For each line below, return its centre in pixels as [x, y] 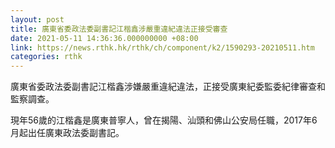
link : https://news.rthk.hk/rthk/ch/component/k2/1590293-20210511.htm [162, 47]
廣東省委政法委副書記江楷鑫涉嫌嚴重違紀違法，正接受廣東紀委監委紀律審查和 [168, 87]
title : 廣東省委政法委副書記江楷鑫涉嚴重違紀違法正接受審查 [119, 29]
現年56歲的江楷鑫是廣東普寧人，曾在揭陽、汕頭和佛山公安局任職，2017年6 [164, 120]
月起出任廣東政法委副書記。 [67, 133]
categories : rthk [46, 57]
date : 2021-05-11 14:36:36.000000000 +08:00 [104, 38]
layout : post [37, 19]
